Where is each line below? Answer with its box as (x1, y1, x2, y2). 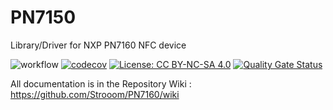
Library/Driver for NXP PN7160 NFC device (10, 39, 187, 51)
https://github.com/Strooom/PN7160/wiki (10, 88, 180, 100)
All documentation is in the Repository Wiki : (10, 77, 192, 90)
